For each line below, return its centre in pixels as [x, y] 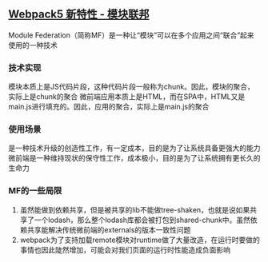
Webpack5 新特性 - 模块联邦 [79, 14]
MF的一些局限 [35, 191]
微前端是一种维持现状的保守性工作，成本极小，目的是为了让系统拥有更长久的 [134, 158]
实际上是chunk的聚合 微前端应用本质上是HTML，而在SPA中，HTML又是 [127, 97]
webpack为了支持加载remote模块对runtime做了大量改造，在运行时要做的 [140, 240]
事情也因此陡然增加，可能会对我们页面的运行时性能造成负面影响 [125, 249]
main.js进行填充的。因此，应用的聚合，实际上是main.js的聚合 [109, 107]
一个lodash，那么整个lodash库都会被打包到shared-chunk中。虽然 [142, 220]
